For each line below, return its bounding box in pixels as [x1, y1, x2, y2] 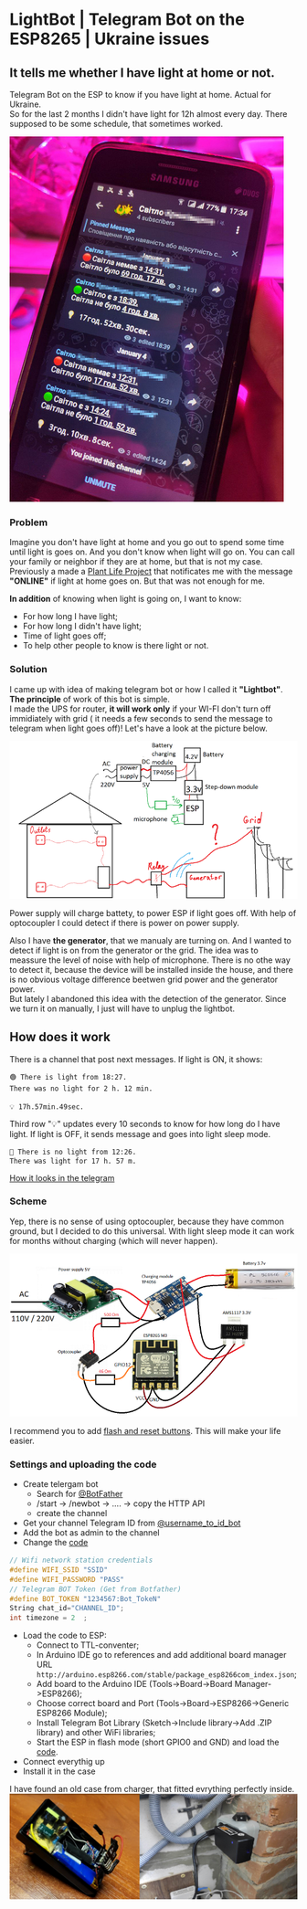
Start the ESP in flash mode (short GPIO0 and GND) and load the [36, 1736, 280, 1748]
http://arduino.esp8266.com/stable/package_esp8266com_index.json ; [36, 1669, 297, 1680]
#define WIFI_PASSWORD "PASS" [9, 1575, 125, 1584]
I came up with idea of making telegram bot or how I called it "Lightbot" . [9, 683, 283, 694]
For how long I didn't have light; [22, 621, 142, 632]
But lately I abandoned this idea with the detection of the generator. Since [9, 993, 287, 1004]
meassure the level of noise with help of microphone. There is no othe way [9, 954, 291, 965]
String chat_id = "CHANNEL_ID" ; [9, 1604, 125, 1613]
